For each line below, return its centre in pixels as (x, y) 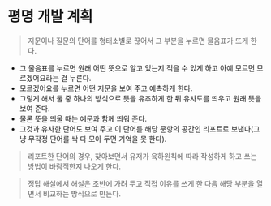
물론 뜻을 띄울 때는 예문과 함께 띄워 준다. (83, 118)
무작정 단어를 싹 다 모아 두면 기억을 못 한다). (97, 139)
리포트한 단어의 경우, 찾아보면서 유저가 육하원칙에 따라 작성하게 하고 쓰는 (142, 156)
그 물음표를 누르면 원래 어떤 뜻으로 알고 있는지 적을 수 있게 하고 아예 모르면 (137, 68)
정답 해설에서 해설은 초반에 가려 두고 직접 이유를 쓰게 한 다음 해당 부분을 (141, 183)
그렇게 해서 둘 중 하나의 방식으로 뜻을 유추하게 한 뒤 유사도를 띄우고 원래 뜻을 (140, 98)
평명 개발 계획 (50, 17)
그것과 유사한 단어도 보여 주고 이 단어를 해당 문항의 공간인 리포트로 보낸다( (136, 129)
